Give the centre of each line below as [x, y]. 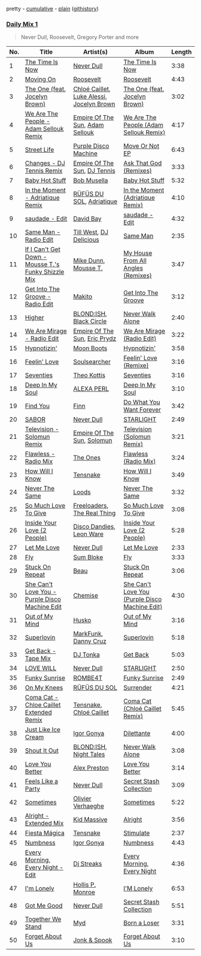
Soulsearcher [92, 362]
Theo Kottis [89, 375]
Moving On [40, 79]
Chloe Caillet [43, 705]
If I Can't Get [43, 249]
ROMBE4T [88, 678]
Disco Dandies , [94, 527]
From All [135, 261]
